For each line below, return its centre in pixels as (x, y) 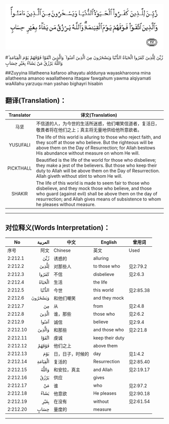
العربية (43, 242)
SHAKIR (20, 194)
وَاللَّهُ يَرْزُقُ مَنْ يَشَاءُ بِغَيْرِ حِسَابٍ (34, 63)
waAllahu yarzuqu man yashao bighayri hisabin (54, 84)
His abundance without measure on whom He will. (88, 153)
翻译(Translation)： (36, 100)
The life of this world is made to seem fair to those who (93, 183)
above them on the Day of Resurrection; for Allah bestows (96, 148)
